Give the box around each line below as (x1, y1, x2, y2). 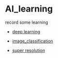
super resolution (12, 47, 45, 53)
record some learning (5, 19, 48, 25)
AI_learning (5, 3, 53, 14)
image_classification (12, 38, 54, 44)
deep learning (12, 29, 40, 34)
